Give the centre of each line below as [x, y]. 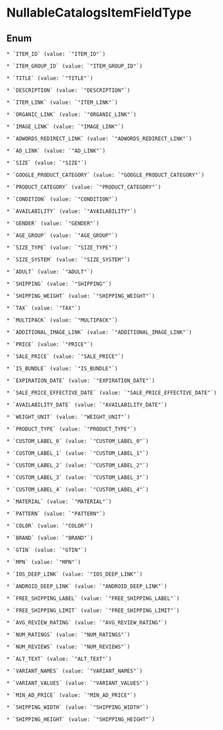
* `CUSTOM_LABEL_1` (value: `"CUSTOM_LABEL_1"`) [78, 453]
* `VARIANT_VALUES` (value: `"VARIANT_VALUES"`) [78, 683]
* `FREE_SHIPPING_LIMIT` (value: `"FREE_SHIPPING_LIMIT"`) [93, 610]
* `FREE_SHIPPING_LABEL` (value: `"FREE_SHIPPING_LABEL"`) [93, 599]
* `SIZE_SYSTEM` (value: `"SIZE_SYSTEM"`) [68, 260]
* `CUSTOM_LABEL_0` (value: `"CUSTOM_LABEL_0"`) [78, 441]
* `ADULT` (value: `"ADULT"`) [50, 272]
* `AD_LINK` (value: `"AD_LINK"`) [56, 151]
